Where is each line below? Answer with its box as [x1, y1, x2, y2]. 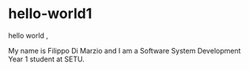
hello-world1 [8, 5, 92, 23]
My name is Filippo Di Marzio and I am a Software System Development [8, 46, 241, 55]
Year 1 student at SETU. [8, 54, 85, 64]
